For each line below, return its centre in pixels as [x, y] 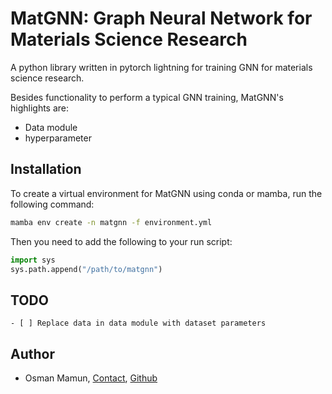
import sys [33, 260]
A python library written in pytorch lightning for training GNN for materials [161, 67]
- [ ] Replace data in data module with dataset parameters [138, 323]
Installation [46, 169]
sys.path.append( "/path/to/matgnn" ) [86, 269]
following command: [52, 204]
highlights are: [40, 108]
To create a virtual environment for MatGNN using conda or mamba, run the [166, 193]
